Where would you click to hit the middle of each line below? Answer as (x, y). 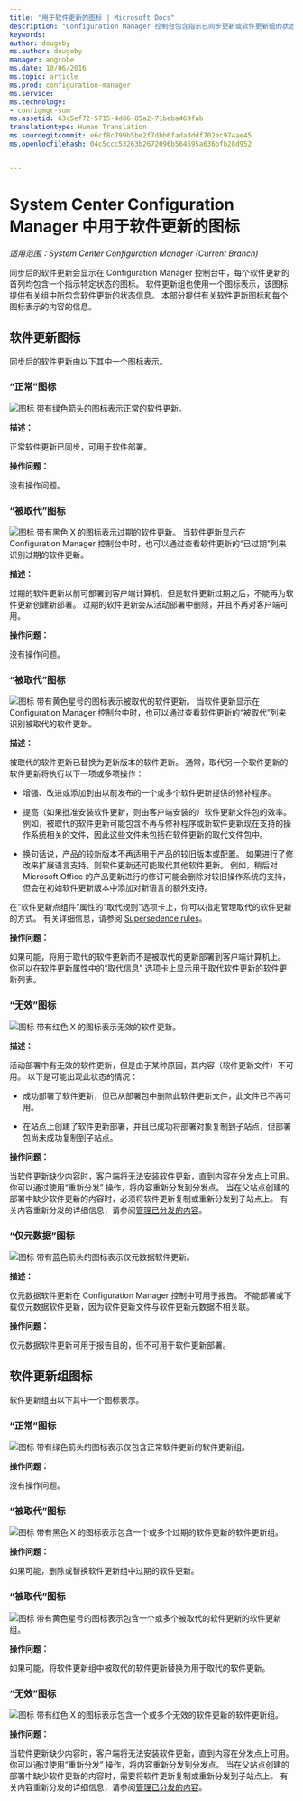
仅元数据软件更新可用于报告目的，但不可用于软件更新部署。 (120, 1345)
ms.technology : (38, 102)
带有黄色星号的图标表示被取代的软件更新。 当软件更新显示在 (147, 701)
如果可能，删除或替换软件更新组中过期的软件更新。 (104, 1571)
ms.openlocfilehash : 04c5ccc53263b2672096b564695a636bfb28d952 (131, 144)
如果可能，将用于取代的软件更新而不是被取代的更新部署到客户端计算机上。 (147, 957)
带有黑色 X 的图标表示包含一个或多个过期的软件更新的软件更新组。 (160, 1532)
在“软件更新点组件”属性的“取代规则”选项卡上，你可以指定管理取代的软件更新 (151, 907)
